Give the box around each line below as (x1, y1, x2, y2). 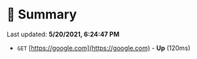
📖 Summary (6, 6, 77, 23)
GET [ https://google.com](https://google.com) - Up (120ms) (16, 43, 191, 52)
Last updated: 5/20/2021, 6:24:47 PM (6, 30, 120, 38)
